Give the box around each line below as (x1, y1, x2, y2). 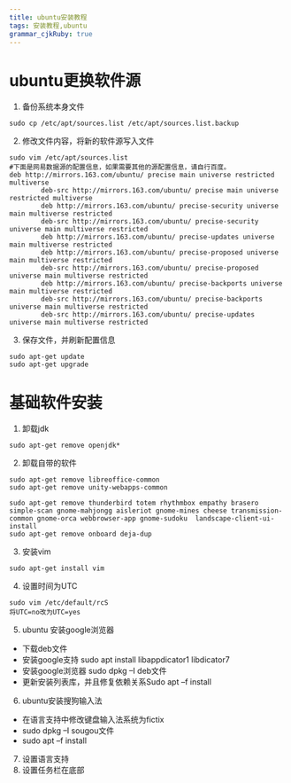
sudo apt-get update (9, 352, 86, 362)
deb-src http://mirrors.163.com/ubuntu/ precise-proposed (41, 263, 259, 273)
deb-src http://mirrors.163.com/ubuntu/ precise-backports (41, 294, 264, 304)
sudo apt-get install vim (9, 564, 104, 573)
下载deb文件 (21, 644, 68, 654)
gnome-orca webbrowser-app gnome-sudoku (36, 514, 188, 523)
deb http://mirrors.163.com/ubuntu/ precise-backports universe (41, 279, 283, 288)
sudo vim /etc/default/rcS (9, 599, 109, 607)
